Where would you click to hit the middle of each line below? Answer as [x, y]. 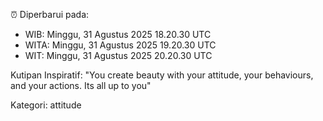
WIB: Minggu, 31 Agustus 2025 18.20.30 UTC [118, 34]
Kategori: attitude [46, 105]
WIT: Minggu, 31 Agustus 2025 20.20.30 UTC [118, 55]
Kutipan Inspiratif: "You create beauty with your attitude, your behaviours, [162, 75]
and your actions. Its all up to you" [81, 85]
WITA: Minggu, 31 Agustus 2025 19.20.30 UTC [120, 45]
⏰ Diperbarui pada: [50, 14]
